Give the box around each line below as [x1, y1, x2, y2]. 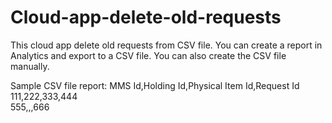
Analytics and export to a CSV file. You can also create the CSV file [10, 49, 287, 61]
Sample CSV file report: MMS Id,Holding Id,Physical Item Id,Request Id [10, 79, 300, 91]
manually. [10, 60, 50, 72]
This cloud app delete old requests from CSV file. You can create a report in [10, 39, 323, 51]
